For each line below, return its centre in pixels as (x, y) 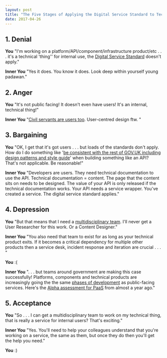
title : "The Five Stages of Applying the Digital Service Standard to (80, 14)
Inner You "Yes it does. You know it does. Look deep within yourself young (82, 72)
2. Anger (19, 92)
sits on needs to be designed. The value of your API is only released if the (81, 183)
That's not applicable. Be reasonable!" (44, 163)
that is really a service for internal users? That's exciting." (64, 321)
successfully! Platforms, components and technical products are (71, 277)
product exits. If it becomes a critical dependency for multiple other (74, 242)
